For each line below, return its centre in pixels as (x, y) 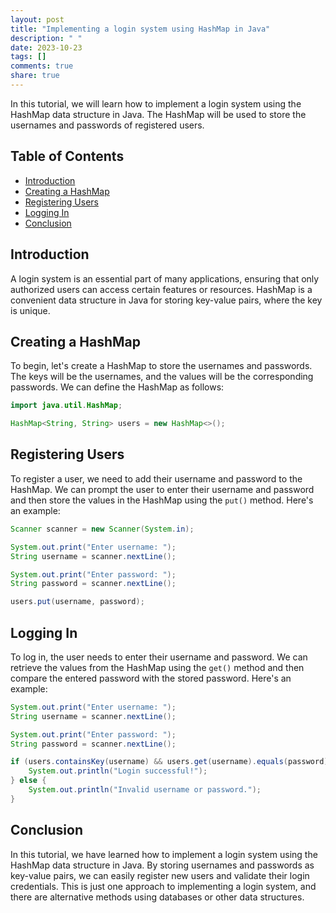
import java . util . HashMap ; (66, 406)
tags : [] (28, 57)
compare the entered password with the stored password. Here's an (151, 678)
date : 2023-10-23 (46, 47)
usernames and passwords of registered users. (107, 125)
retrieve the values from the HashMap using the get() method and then (157, 667)
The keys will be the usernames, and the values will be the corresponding (162, 377)
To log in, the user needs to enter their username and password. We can (159, 657)
